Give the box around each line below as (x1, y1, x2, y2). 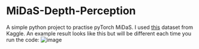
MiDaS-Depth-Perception (6, 4, 136, 18)
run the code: (6, 36, 40, 43)
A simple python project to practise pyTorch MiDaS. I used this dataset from (6, 24, 194, 31)
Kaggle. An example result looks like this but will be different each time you (6, 30, 192, 37)
